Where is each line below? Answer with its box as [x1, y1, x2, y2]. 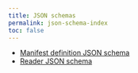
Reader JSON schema [19, 56, 93, 66]
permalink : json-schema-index [8, 19, 109, 27]
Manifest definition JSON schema [19, 48, 130, 58]
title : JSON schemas [8, 11, 77, 20]
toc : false [8, 26, 44, 34]
